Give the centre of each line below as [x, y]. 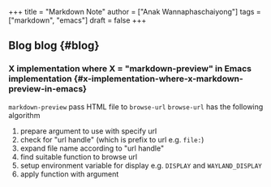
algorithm [24, 115]
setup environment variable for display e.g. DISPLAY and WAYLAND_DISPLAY [141, 165]
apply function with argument [69, 174]
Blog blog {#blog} [54, 46]
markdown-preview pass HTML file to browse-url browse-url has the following [136, 106]
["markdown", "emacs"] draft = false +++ [77, 20]
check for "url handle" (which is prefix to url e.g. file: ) [112, 139]
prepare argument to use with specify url [88, 131]
